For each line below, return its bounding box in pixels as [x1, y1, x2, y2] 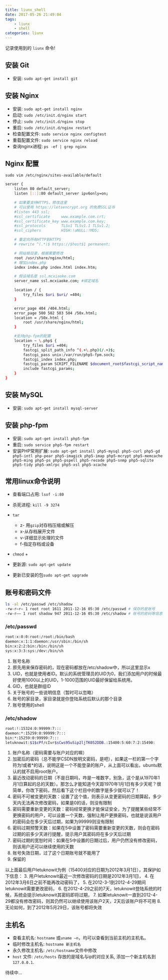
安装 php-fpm [5, 421, 48, 430]
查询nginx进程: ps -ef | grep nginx [12, 143, 86, 149]
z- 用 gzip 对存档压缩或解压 [19, 522, 74, 528]
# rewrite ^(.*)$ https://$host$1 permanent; [14, 242, 111, 247]
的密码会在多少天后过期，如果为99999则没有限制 [12, 819, 114, 825]
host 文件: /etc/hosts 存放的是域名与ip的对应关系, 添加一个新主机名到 [12, 953, 156, 960]
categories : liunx [5, 31, 43, 36]
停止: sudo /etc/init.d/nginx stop [12, 118, 85, 124]
